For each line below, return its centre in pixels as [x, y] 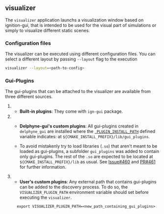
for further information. [43, 167]
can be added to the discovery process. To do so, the [74, 187]
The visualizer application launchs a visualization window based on [74, 20]
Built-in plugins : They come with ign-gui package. [71, 111]
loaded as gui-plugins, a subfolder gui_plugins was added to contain [89, 152]
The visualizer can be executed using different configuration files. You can [80, 54]
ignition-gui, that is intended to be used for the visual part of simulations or [81, 25]
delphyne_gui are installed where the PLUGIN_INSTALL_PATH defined [87, 131]
